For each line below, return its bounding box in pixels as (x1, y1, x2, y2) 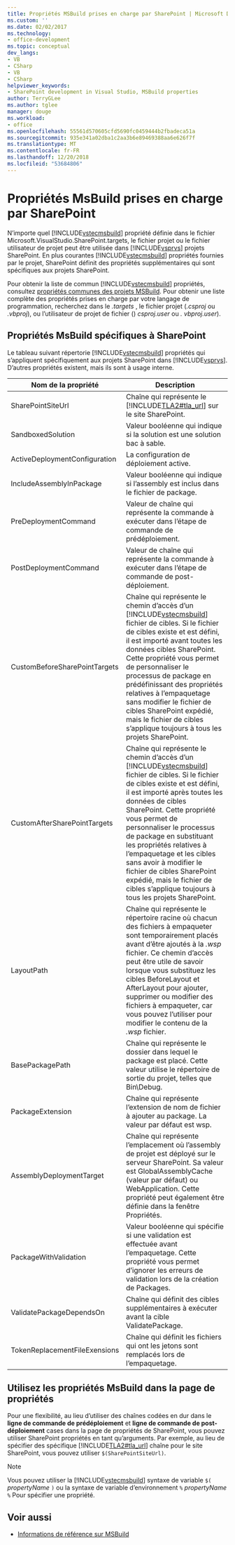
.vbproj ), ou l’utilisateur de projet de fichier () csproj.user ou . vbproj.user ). (7, 309, 222, 318)
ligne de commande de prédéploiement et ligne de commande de (7, 1419, 201, 1428)
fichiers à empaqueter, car (125, 1001, 213, 1010)
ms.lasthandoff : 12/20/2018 (7, 154, 90, 161)
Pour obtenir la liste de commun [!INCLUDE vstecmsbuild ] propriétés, (7, 279, 206, 288)
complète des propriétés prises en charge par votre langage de (7, 294, 190, 302)
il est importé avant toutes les (125, 636, 222, 646)
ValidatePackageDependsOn (10, 1307, 105, 1317)
